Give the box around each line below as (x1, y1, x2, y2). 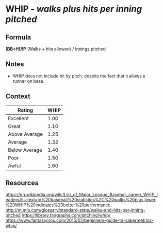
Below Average (8, 146, 43, 153)
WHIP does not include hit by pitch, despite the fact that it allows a (12, 73, 146, 79)
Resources (5, 179, 39, 187)
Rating (17, 107, 33, 113)
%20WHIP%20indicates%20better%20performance (5, 202, 111, 208)
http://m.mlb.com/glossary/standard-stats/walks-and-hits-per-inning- (5, 207, 146, 213)
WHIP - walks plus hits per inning (5, 3, 142, 15)
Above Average (8, 130, 43, 137)
